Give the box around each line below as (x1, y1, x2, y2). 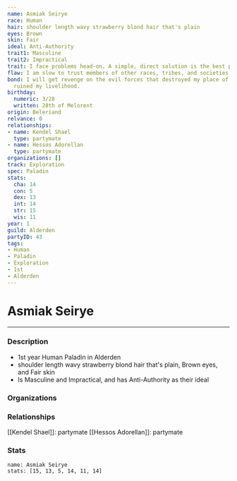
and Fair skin (17, 367, 55, 376)
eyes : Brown (7, 30, 42, 37)
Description (7, 336, 49, 346)
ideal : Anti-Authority (7, 43, 74, 50)
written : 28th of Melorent (13, 102, 93, 109)
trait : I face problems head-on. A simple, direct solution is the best (7, 63, 226, 70)
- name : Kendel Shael (7, 128, 71, 135)
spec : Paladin (7, 167, 49, 175)
